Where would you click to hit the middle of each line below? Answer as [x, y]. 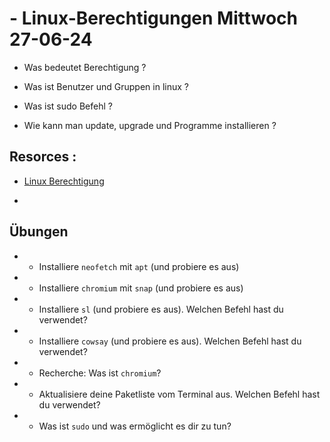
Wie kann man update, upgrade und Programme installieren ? [150, 125]
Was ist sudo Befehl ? [68, 106]
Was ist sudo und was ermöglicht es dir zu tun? [135, 426]
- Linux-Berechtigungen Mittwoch [154, 18]
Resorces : [43, 157]
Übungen [39, 232]
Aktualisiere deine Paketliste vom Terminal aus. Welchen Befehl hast [179, 394]
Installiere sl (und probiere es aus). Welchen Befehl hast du [161, 309]
